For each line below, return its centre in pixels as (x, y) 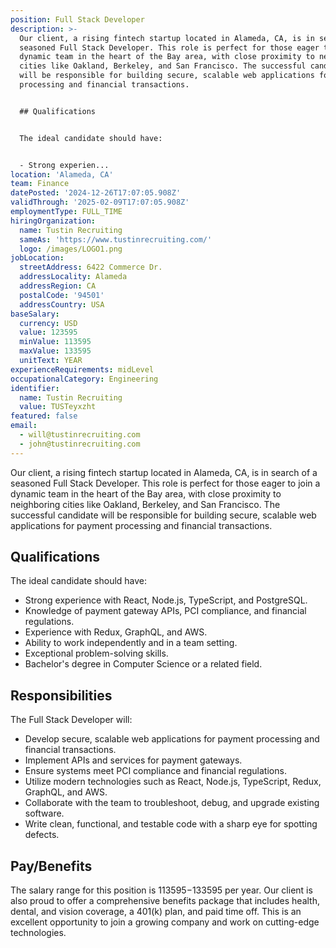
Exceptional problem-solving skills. (96, 653)
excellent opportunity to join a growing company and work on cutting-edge (165, 922)
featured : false (44, 416)
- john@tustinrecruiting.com (80, 444)
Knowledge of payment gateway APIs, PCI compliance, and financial (165, 611)
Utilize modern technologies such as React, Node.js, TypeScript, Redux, (173, 782)
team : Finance (40, 184)
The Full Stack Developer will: (71, 720)
